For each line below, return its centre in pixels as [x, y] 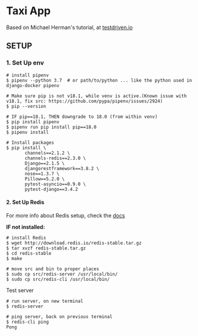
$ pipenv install [28, 132]
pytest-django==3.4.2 [51, 189]
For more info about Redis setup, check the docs [66, 215]
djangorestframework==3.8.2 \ [62, 168]
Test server [20, 290]
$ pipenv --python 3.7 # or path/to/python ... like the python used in [99, 80]
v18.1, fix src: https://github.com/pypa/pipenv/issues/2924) [84, 101]
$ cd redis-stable [29, 253]
